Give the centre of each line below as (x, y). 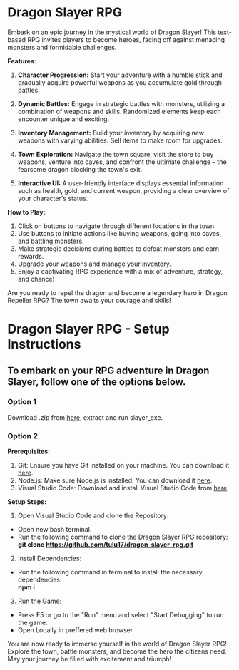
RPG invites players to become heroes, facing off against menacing (126, 39)
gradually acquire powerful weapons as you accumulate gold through (120, 82)
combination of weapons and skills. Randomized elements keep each (119, 111)
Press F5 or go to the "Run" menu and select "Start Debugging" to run (121, 615)
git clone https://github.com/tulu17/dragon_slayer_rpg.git (106, 545)
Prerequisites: (29, 452)
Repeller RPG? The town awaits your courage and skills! (89, 300)
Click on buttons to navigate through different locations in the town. (117, 226)
